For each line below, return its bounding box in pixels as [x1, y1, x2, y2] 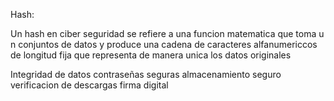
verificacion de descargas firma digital [10, 79, 169, 91]
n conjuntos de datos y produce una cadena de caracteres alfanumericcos [10, 39, 318, 50]
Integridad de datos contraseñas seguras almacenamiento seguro [10, 69, 282, 80]
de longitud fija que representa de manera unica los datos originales [10, 49, 292, 61]
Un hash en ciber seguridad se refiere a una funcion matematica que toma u [10, 28, 325, 39]
